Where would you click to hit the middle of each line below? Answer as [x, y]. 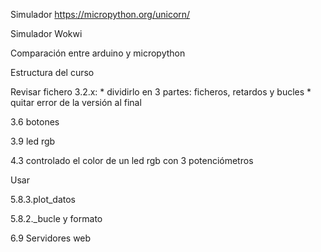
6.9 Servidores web [51, 238]
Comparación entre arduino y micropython [98, 53]
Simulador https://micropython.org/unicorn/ [100, 14]
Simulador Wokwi [46, 33]
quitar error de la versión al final [76, 102]
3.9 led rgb [33, 141]
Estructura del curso [52, 72]
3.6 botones [35, 122]
